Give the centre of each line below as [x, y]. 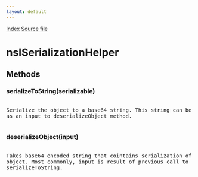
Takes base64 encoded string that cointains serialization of [99, 156]
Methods [23, 75]
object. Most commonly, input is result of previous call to [98, 162]
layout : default [26, 12]
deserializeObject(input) [42, 137]
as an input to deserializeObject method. [69, 116]
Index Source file [27, 29]
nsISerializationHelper [63, 53]
